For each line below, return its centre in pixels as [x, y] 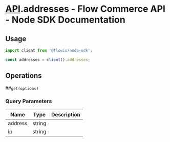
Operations [24, 76]
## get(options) [22, 88]
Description [66, 114]
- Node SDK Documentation [65, 20]
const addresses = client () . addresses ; [48, 59]
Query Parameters [29, 102]
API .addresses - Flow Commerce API [85, 9]
